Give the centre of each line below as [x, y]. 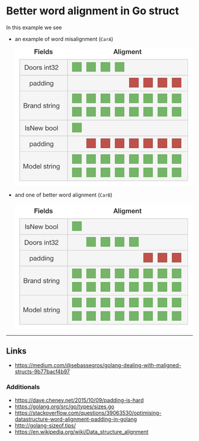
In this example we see [34, 27]
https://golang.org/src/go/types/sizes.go [64, 406]
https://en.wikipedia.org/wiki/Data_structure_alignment [81, 431]
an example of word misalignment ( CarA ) [64, 39]
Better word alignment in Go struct [93, 11]
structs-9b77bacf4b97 [42, 372]
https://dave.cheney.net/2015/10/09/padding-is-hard [79, 400]
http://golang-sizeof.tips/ [45, 425]
